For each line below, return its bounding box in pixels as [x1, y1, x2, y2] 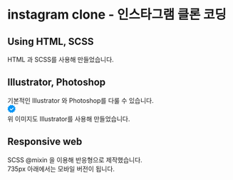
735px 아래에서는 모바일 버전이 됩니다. [7, 164, 115, 173]
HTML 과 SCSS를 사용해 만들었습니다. [7, 55, 114, 64]
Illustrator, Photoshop [7, 76, 106, 89]
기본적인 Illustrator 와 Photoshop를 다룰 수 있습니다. [7, 96, 155, 104]
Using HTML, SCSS [7, 35, 94, 47]
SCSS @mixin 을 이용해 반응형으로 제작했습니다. [7, 155, 143, 164]
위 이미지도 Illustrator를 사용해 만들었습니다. [7, 114, 130, 123]
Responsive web [7, 136, 83, 148]
